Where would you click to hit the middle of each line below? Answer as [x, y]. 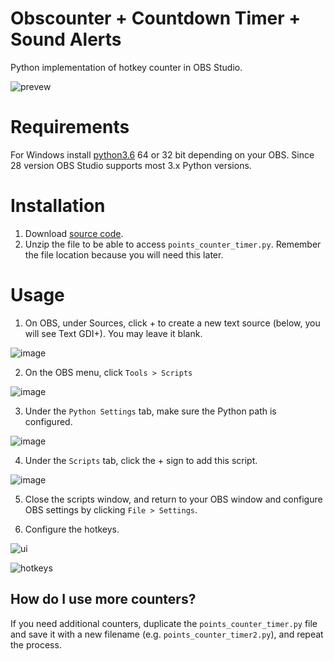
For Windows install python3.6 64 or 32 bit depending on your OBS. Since [162, 154]
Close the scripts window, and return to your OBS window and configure [173, 499]
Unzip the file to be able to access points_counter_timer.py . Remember [173, 244]
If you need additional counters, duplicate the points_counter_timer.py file [164, 623]
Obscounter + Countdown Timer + [156, 18]
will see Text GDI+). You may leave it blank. [113, 333]
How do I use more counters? [103, 599]
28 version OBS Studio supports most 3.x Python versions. [131, 165]
